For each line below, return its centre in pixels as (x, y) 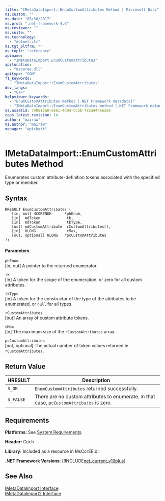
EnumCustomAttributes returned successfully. (86, 389)
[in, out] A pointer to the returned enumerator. (51, 266)
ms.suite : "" (18, 33)
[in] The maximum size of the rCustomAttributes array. (60, 332)
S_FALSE (16, 400)
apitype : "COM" (21, 74)
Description (96, 380)
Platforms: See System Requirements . (44, 432)
